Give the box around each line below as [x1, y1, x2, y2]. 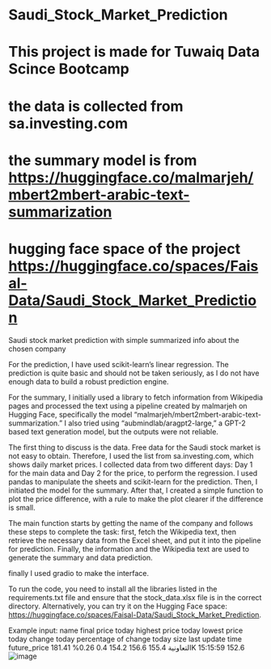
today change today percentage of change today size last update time [8, 633, 243, 644]
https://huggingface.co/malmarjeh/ [8, 168, 254, 187]
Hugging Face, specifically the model [8, 409, 133, 419]
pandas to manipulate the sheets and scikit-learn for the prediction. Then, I [8, 476, 258, 486]
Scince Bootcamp [8, 60, 129, 78]
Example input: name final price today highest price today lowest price [8, 625, 243, 635]
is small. [8, 502, 36, 512]
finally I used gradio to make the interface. [8, 568, 150, 578]
